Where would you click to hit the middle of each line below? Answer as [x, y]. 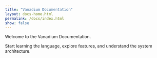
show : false [17, 23]
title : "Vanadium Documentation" [39, 9]
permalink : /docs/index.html [35, 18]
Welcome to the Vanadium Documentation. [48, 37]
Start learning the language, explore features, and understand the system [79, 46]
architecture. [18, 51]
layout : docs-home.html [29, 14]
